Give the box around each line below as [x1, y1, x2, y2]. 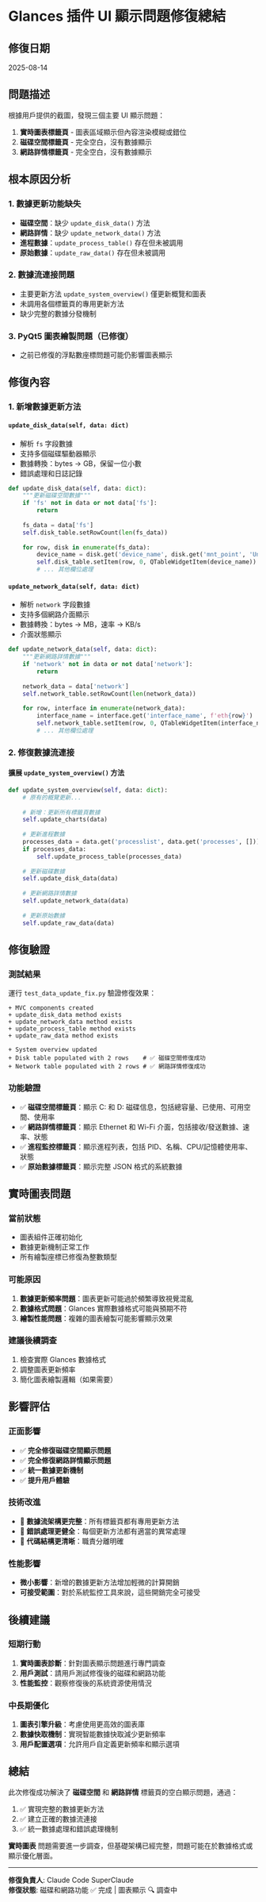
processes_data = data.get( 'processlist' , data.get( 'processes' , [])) [22, 838, 260, 846]
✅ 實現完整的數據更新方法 [19, 1804, 104, 1814]
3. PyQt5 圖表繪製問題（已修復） [8, 330, 134, 341]
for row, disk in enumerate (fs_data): [22, 543, 150, 552]
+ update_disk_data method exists [8, 1011, 123, 1019]
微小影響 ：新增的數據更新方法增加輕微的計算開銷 [19, 1577, 180, 1588]
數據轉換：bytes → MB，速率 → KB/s [19, 620, 141, 630]
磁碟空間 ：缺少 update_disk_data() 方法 [19, 218, 150, 227]
